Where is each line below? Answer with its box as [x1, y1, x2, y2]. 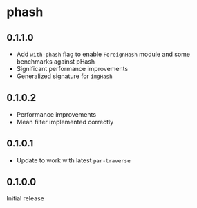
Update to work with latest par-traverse [16, 156, 131, 164]
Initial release [6, 194, 44, 202]
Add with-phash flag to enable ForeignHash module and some [16, 50, 191, 58]
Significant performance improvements [16, 65, 129, 73]
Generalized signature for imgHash [16, 72, 113, 80]
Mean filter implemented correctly [16, 117, 114, 126]
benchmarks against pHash [16, 57, 95, 66]
